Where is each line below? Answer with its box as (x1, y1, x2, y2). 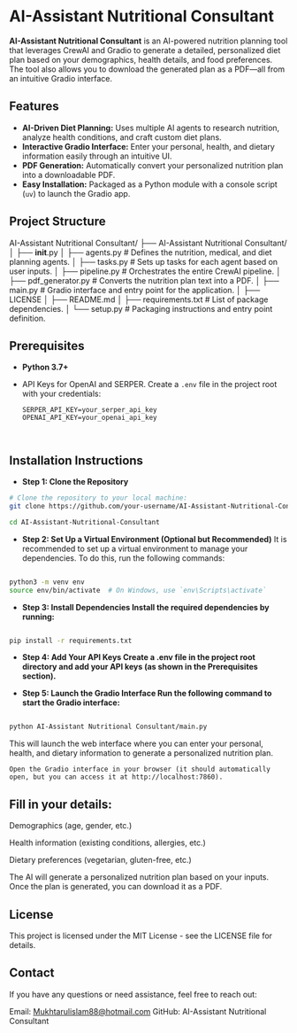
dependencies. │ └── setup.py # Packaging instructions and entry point (9, 303, 273, 314)
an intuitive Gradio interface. (9, 73, 113, 83)
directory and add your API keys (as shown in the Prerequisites (21, 662, 258, 672)
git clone (9, 502, 46, 511)
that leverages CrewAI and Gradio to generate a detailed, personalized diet (9, 44, 281, 55)
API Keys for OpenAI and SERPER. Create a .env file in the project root (21, 379, 278, 390)
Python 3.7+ (21, 361, 69, 373)
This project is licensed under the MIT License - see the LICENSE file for (9, 930, 272, 941)
